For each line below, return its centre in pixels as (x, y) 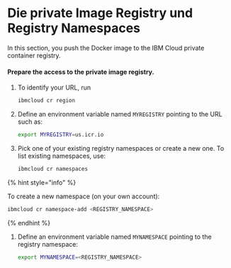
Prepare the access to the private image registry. (81, 72)
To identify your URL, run (54, 87)
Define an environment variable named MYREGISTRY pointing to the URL (120, 114)
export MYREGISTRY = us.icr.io (61, 135)
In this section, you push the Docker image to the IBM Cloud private (106, 48)
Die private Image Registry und (100, 13)
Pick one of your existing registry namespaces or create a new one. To (121, 148)
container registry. (34, 55)
